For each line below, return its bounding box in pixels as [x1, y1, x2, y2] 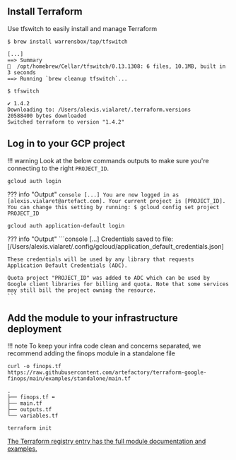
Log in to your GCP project [7, 138, 126, 150]
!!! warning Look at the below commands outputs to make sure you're [7, 156, 210, 165]
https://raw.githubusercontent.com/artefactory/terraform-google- [7, 369, 207, 377]
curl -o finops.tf [7, 363, 61, 370]
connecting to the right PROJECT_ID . [7, 164, 110, 172]
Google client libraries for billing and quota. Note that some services [7, 281, 230, 288]
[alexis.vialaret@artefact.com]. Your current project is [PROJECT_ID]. [7, 197, 226, 204]
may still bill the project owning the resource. [7, 286, 157, 294]
